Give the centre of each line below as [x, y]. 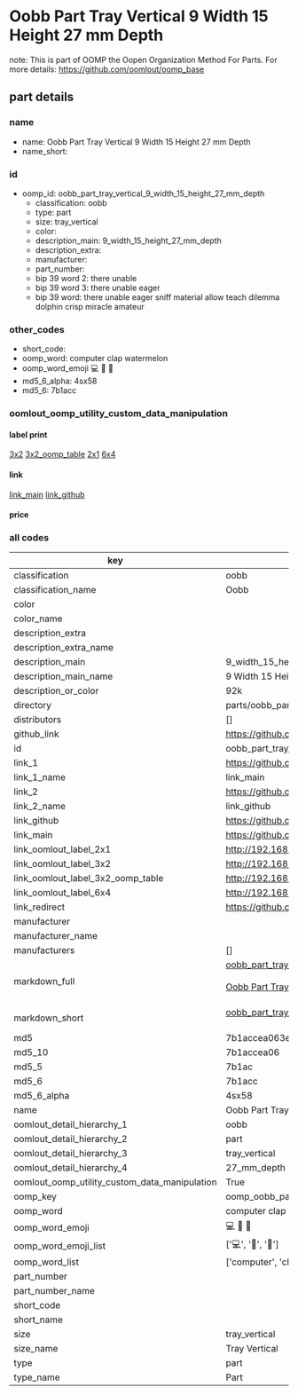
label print [28, 434]
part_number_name [54, 1291]
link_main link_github [47, 494]
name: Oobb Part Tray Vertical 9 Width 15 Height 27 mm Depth [136, 142]
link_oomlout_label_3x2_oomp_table [89, 879]
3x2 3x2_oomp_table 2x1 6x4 [63, 454]
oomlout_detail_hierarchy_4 [71, 1168]
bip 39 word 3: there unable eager [98, 288]
